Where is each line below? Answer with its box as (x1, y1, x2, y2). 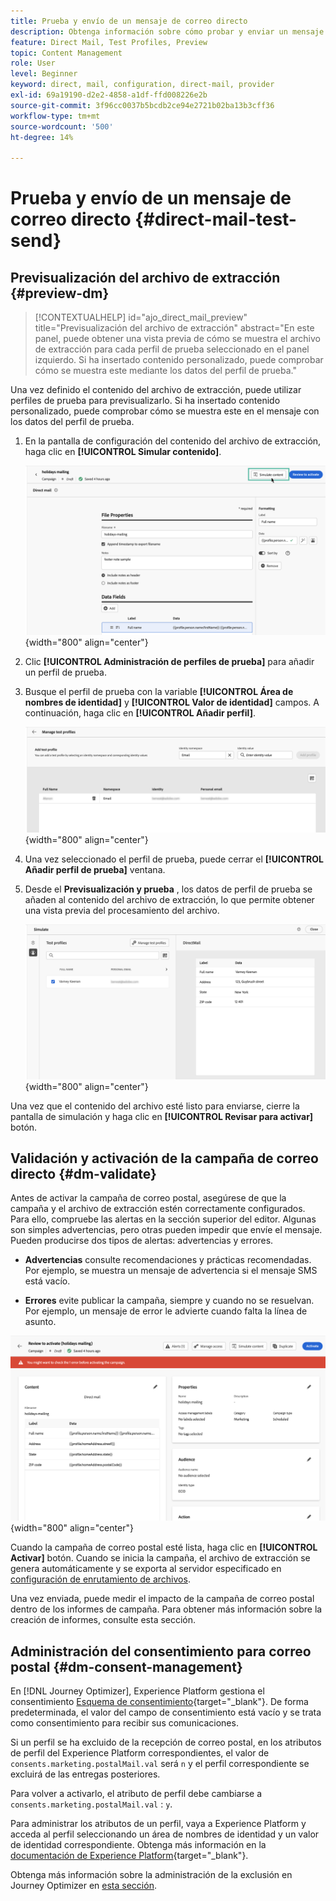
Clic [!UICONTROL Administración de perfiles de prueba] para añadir (24, 656, 315, 668)
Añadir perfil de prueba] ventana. (24, 863, 166, 875)
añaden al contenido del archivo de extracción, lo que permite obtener (24, 893, 315, 905)
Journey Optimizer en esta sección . (10, 1880, 157, 1891)
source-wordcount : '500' (10, 121, 114, 132)
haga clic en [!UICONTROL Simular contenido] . (24, 446, 222, 458)
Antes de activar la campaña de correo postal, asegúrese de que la (10, 1192, 287, 1204)
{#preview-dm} (10, 285, 110, 302)
